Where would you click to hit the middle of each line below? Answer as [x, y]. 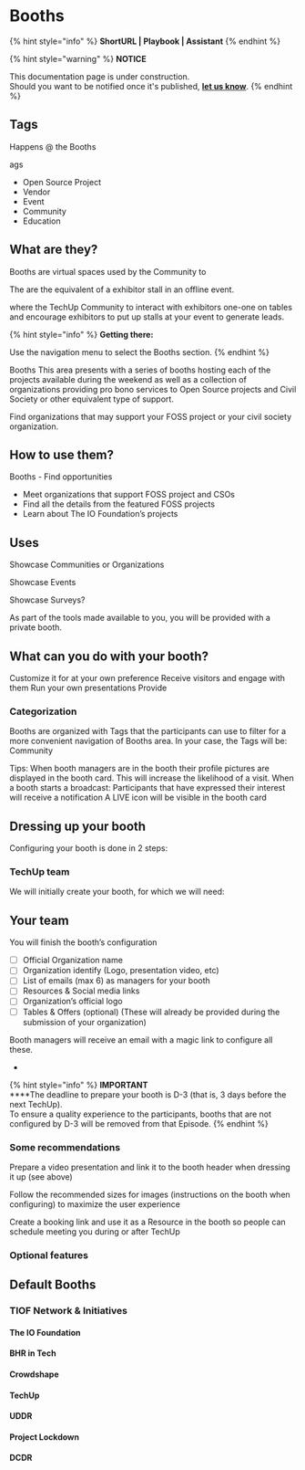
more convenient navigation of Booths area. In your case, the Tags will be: [148, 741]
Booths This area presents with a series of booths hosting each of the [140, 370]
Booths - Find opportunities [61, 477]
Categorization [43, 711]
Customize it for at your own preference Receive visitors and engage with [147, 678]
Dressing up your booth [78, 826]
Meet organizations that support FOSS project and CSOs [128, 495]
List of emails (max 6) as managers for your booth [117, 981]
